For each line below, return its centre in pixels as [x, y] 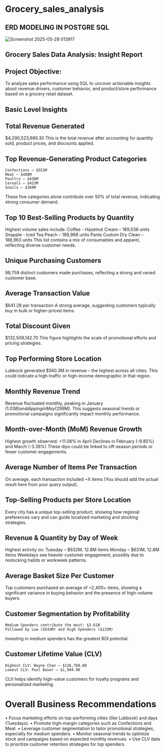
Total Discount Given [38, 326]
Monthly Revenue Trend [43, 391]
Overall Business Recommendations [81, 704]
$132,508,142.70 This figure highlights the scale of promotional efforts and [81, 338]
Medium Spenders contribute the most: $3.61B [52, 625]
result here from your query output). [42, 484]
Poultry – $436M [22, 179]
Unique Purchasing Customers [53, 261]
